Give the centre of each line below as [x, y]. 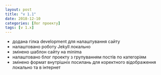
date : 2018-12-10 [23, 19]
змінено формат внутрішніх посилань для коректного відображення [84, 62]
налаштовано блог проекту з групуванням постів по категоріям [79, 57]
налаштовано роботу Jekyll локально [51, 47]
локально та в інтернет [36, 67]
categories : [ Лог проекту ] [33, 23]
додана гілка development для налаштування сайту [66, 41]
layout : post [18, 9]
